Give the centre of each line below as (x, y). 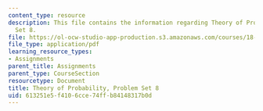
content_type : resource (47, 15)
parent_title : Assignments (52, 66)
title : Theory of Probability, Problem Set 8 (83, 88)
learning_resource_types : (50, 52)
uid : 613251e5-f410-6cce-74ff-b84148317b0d (80, 95)
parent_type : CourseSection (54, 73)
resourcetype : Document (47, 81)
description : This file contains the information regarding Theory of (126, 23)
